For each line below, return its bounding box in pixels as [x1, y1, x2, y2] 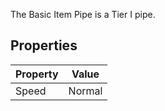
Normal [68, 84, 103, 98]
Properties [10, 37, 78, 54]
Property [15, 67, 59, 81]
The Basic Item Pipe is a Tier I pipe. [10, 9, 156, 20]
